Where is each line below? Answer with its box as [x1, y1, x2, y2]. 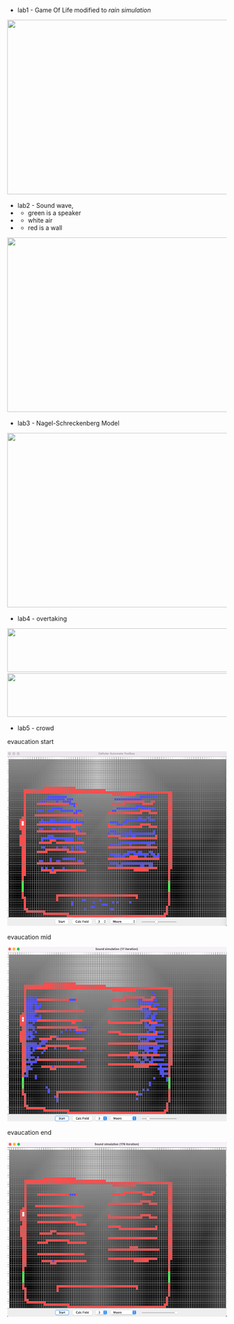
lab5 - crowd [17, 724, 54, 732]
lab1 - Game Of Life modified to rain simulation [17, 6, 151, 14]
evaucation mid [7, 933, 52, 941]
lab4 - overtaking [17, 614, 68, 623]
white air [27, 216, 53, 224]
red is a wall [27, 223, 63, 232]
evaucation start [7, 738, 54, 745]
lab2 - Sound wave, [17, 202, 74, 209]
